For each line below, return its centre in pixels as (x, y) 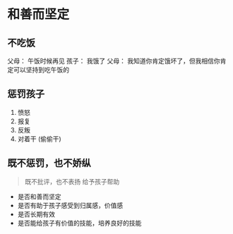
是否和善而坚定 (39, 196)
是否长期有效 (36, 214)
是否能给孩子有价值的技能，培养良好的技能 (79, 223)
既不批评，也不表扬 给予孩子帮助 (72, 181)
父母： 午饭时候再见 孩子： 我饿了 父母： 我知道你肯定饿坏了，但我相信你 (114, 61)
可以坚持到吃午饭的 (41, 70)
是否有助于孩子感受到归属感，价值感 (70, 205)
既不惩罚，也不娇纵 (49, 163)
